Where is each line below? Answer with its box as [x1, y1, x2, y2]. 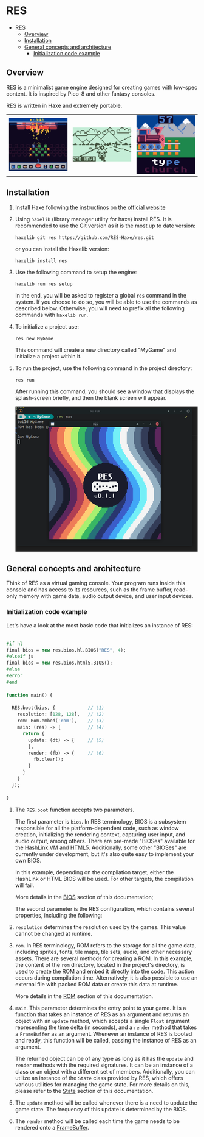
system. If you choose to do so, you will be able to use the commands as [15, 298, 197, 305]
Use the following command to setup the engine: [15, 268, 137, 276]
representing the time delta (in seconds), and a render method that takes [15, 1024, 197, 1031]
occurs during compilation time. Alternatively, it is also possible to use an [15, 974, 198, 982]
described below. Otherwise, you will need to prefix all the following [15, 304, 185, 312]
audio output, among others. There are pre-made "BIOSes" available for [15, 837, 195, 844]
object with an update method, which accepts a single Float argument [15, 1017, 190, 1024]
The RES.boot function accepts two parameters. [15, 806, 135, 813]
